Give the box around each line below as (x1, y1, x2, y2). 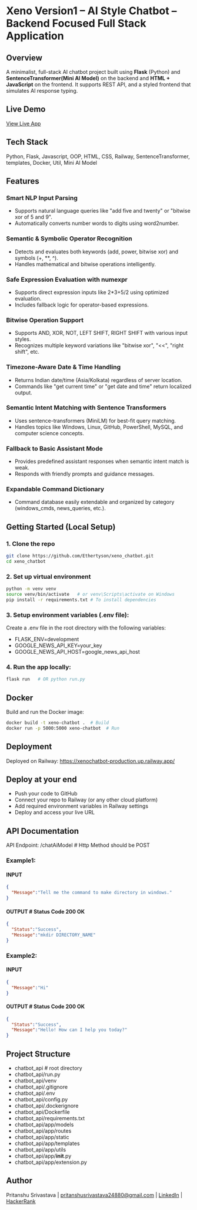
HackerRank (6, 1198, 36, 1205)
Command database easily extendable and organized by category (14, 498, 175, 505)
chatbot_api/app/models (14, 1121, 74, 1128)
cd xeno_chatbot (6, 558, 46, 565)
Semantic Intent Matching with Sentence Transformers (6, 403, 166, 412)
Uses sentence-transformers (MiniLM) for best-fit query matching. (14, 417, 176, 424)
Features (6, 176, 39, 187)
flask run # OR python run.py (6, 676, 85, 683)
